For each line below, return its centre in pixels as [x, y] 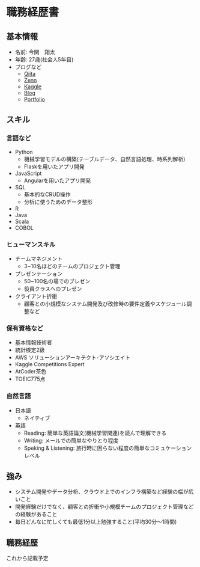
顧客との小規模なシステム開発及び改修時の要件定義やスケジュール [105, 304]
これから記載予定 [27, 558]
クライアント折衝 [36, 296]
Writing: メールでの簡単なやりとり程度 [71, 440]
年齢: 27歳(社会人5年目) [44, 60]
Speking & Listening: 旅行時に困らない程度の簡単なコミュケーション [108, 448]
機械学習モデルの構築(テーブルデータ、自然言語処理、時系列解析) [105, 159]
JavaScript [28, 173]
